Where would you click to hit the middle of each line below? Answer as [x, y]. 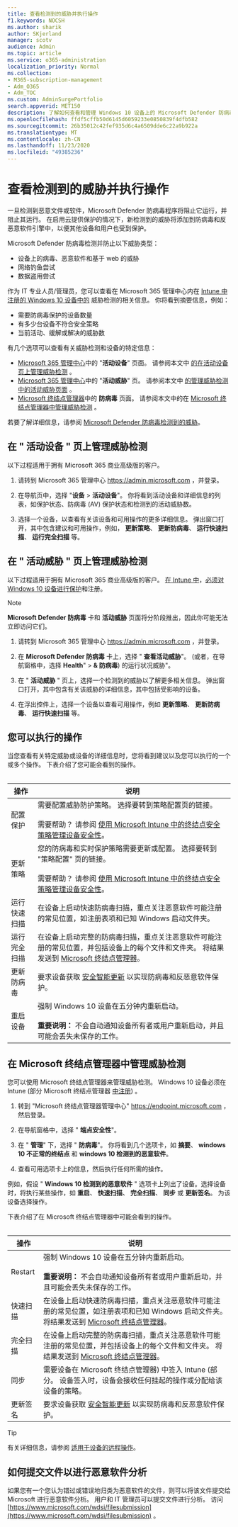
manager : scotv [30, 40]
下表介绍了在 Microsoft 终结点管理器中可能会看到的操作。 [91, 1217]
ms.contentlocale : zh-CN [44, 139]
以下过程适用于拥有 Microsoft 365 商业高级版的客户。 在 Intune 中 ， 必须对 [116, 580]
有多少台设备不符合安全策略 [58, 324]
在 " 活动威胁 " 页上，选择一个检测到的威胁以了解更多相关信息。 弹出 [118, 680]
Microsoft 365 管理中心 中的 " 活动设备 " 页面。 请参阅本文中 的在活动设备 [123, 363]
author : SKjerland [34, 34]
